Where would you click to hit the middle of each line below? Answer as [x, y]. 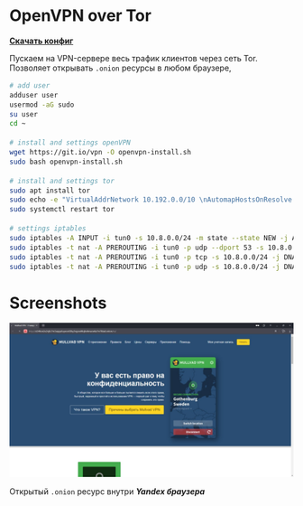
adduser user [34, 95]
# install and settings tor [62, 181]
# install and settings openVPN [70, 143]
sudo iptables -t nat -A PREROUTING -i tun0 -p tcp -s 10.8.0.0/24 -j [145, 257]
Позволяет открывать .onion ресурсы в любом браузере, [120, 68]
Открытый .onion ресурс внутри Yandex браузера [107, 492]
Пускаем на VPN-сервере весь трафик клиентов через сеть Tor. [134, 58]
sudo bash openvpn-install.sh [66, 162]
